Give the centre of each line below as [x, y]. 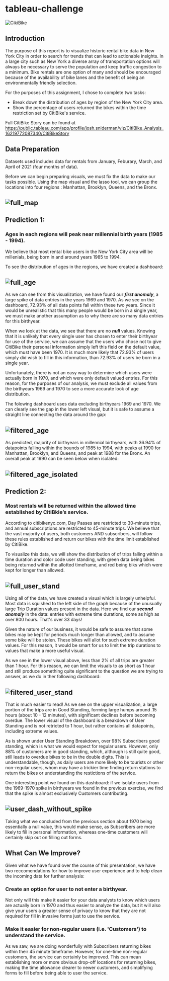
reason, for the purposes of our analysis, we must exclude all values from [81, 383]
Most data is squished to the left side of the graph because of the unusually [83, 604]
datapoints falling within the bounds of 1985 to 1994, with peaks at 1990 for [83, 448]
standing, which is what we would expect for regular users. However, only [82, 746]
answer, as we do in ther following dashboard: [53, 677]
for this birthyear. [23, 321]
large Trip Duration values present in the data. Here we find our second [79, 609]
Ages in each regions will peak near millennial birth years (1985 [84, 234]
